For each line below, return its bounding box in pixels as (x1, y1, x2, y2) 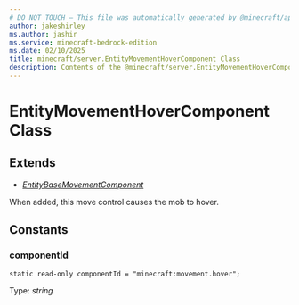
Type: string (9, 284, 53, 295)
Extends (9, 155, 56, 170)
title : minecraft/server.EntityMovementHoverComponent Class (9, 54, 241, 63)
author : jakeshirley (9, 21, 86, 30)
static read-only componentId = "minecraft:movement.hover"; (9, 269, 241, 278)
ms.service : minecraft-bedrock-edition (9, 37, 158, 47)
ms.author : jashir (9, 29, 77, 38)
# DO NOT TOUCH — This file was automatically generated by (9, 12, 238, 22)
